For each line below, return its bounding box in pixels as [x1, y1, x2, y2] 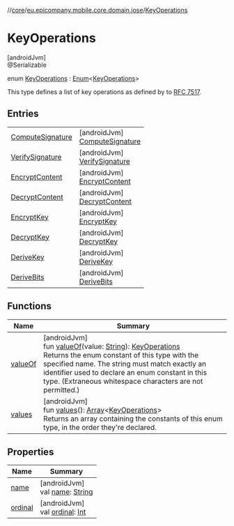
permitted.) [42, 385, 80, 394]
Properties [7, 446, 54, 458]
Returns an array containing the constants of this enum [42, 414, 223, 424]
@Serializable [7, 61, 47, 69]
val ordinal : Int [40, 507, 86, 517]
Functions [7, 300, 52, 312]
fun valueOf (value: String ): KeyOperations [42, 341, 180, 351]
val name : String [40, 487, 93, 497]
